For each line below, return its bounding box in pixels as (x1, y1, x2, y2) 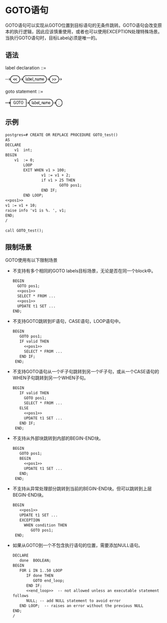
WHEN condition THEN (24, 523, 67, 528)
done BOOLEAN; (19, 558, 51, 563)
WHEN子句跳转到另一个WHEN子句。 (12, 375, 89, 381)
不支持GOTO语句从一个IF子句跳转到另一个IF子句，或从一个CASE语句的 (12, 369, 159, 375)
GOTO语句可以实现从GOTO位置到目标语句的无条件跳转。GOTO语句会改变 (5, 22, 158, 28)
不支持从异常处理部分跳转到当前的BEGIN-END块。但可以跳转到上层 (12, 486, 152, 492)
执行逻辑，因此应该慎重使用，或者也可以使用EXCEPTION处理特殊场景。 (14, 28, 162, 34)
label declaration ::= (5, 64, 47, 71)
